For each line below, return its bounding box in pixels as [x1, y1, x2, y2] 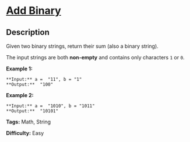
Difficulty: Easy [6, 130, 44, 136]
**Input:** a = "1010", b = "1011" [6, 103, 95, 109]
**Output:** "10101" [6, 108, 59, 114]
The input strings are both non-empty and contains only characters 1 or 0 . [6, 54, 185, 61]
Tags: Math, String [6, 118, 51, 125]
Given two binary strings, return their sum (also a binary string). [6, 42, 159, 49]
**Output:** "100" [6, 81, 54, 87]
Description [6, 27, 50, 37]
